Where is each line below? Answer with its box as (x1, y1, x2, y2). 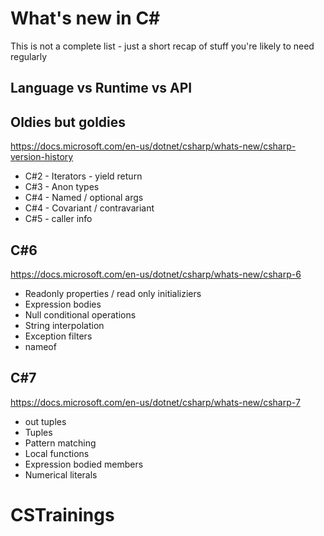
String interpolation (24, 319, 105, 331)
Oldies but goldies (10, 113, 127, 131)
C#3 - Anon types (24, 181, 100, 193)
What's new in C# (10, 7, 161, 30)
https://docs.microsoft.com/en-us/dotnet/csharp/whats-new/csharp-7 (10, 396, 301, 408)
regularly (10, 50, 48, 62)
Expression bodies (24, 298, 102, 310)
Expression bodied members (24, 458, 144, 470)
